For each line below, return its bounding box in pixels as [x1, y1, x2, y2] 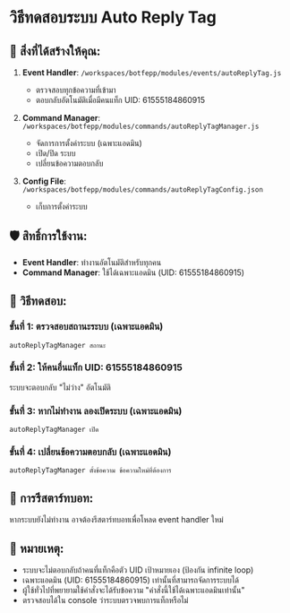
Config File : [21, 176, 67, 186]
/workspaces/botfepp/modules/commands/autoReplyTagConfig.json [21, 186, 264, 194]
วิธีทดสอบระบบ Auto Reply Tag [9, 7, 217, 28]
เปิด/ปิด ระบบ [35, 148, 76, 159]
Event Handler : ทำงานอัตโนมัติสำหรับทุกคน [21, 256, 162, 267]
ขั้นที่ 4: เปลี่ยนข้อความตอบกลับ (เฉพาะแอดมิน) [9, 446, 172, 459]
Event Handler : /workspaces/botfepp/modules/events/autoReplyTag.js [21, 67, 282, 78]
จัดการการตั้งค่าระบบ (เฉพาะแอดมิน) [35, 138, 143, 148]
